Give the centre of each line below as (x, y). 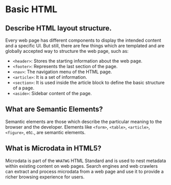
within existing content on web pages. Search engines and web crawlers (82, 166)
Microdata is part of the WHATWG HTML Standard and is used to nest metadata (86, 161)
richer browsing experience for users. (45, 177)
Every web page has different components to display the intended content (83, 40)
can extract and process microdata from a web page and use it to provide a (85, 171)
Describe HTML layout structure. (59, 28)
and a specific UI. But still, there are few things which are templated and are (85, 46)
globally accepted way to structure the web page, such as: (67, 51)
